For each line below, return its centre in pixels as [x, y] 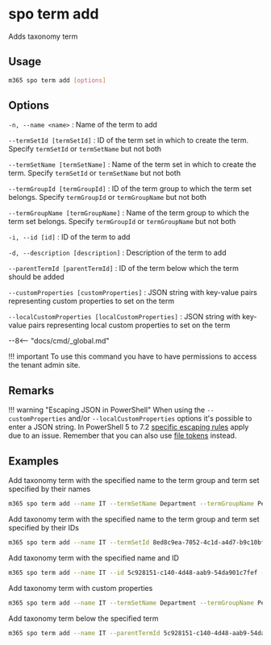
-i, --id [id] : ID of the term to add [69, 237]
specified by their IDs [44, 527]
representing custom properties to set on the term [92, 301]
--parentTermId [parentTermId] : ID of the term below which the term [124, 268]
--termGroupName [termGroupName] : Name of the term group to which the [129, 213]
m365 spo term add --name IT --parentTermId [84, 633]
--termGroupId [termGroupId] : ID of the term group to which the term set [130, 189]
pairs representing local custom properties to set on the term [129, 325]
